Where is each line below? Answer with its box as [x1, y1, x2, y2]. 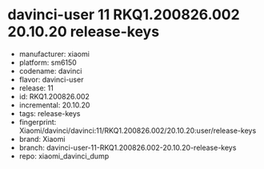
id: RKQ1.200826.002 [18, 91, 90, 101]
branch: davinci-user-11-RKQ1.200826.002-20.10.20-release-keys [18, 143, 237, 152]
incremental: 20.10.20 [18, 100, 90, 110]
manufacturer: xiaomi [18, 49, 90, 58]
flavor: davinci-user [18, 74, 84, 84]
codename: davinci [18, 66, 82, 75]
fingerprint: [18, 117, 57, 127]
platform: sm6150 [18, 58, 77, 67]
